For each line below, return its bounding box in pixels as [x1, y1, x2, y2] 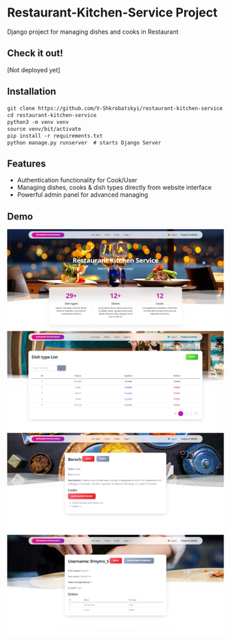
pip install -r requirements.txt [7, 132, 103, 139]
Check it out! [7, 47, 63, 59]
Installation [7, 86, 56, 98]
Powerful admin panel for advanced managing [16, 191, 148, 199]
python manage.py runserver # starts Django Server [7, 139, 162, 146]
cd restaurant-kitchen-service [7, 111, 97, 118]
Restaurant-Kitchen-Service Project [7, 5, 218, 21]
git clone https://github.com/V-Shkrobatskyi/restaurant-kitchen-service [7, 105, 223, 111]
